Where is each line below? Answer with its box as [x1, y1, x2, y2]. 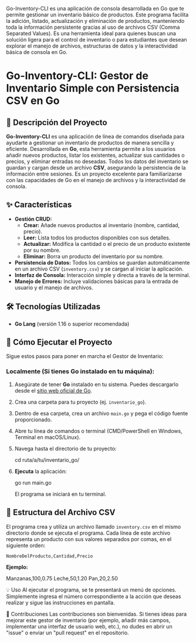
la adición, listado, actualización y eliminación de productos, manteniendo [6, 18, 185, 24]
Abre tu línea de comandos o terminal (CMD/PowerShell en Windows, [14, 427, 183, 434]
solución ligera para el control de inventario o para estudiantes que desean [6, 36, 187, 43]
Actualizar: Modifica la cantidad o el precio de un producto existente [23, 240, 191, 247]
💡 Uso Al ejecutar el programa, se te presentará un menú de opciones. [6, 586, 177, 593]
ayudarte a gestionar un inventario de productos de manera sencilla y [6, 139, 174, 146]
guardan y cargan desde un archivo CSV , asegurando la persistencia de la [6, 164, 186, 171]
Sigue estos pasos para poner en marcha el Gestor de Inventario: [6, 353, 164, 360]
